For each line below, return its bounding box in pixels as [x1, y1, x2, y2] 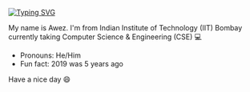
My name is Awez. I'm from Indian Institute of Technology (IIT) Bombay [8, 23, 243, 32]
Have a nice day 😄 [8, 74, 71, 84]
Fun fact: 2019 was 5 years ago [19, 59, 124, 68]
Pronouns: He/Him [19, 50, 82, 60]
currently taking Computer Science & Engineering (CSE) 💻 [8, 32, 202, 42]
